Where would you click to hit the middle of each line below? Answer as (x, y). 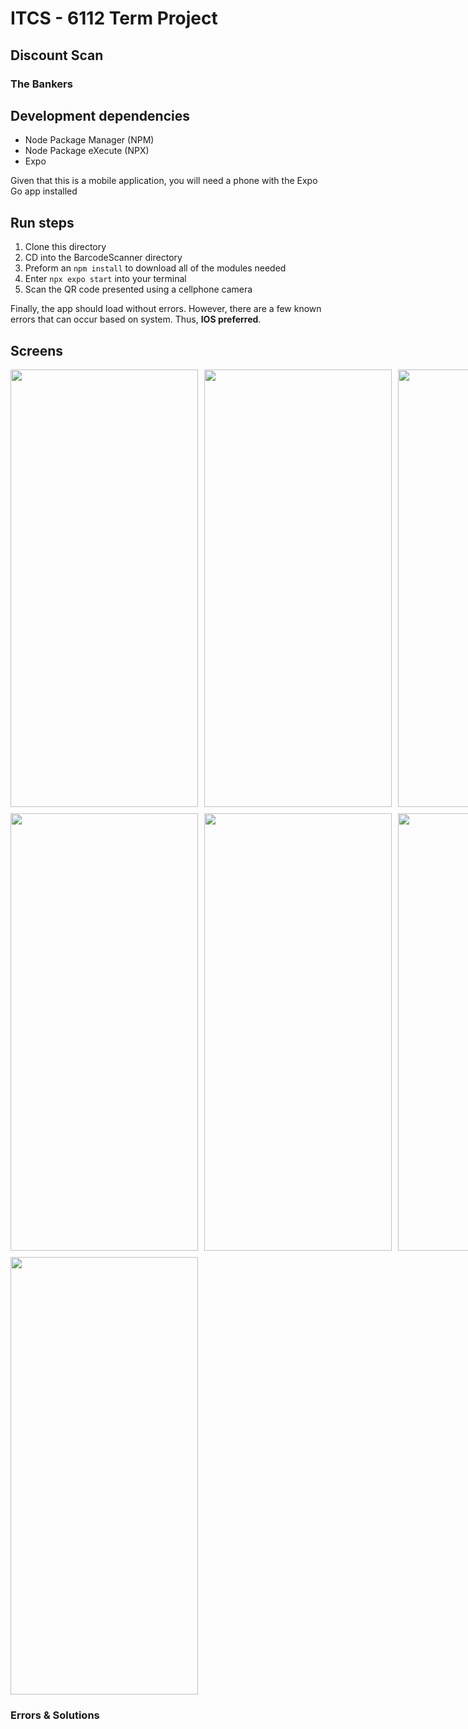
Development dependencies (100, 115)
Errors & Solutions (55, 1715)
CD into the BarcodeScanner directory (103, 258)
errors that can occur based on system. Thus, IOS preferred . (136, 319)
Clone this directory (65, 247)
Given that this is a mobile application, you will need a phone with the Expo (164, 181)
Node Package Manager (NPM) (89, 140)
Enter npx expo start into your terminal (105, 279)
